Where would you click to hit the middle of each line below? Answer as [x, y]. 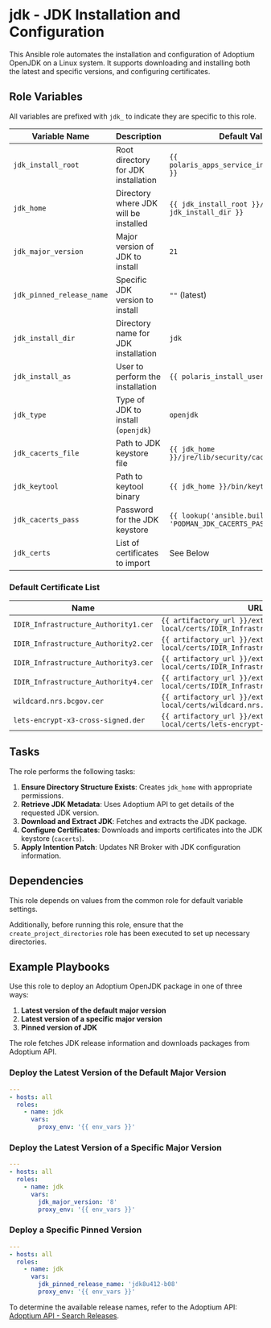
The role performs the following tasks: [72, 771]
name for [133, 333]
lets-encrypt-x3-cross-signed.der [79, 720]
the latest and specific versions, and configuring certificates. [110, 71]
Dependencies [46, 881]
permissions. [42, 795]
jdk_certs [32, 553]
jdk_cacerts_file [46, 453]
